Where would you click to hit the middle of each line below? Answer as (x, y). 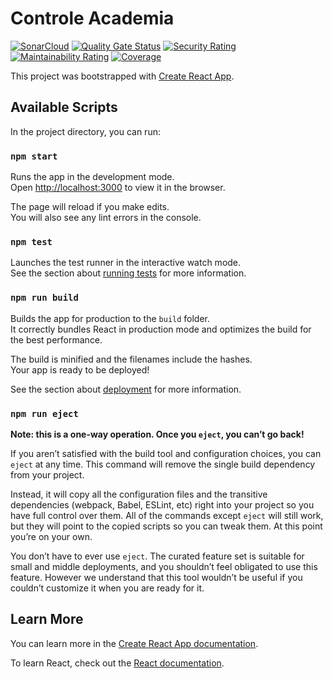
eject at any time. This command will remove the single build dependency (163, 464)
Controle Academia (92, 18)
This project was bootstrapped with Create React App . (122, 76)
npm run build (44, 298)
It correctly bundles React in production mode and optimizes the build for (161, 329)
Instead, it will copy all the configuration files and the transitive (139, 494)
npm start (34, 156)
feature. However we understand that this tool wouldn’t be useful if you (156, 577)
